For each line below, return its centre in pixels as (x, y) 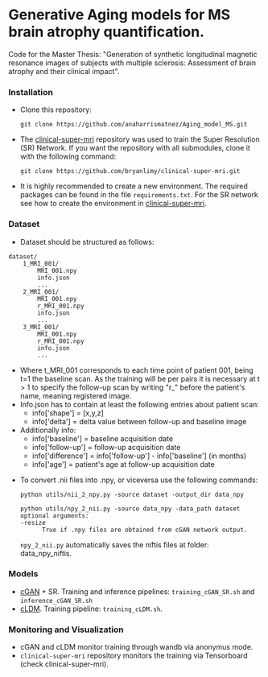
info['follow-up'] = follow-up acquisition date (106, 447)
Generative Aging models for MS (120, 15)
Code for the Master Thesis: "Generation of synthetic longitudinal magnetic (133, 54)
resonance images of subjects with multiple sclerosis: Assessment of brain (132, 63)
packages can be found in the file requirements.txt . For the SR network (139, 195)
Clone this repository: (56, 109)
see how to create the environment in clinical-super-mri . (113, 204)
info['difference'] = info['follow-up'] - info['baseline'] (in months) (139, 456)
